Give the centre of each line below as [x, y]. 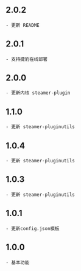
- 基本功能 [18, 262]
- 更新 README [23, 25]
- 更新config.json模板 [33, 228]
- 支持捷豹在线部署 [27, 59]
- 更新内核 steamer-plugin [38, 93]
